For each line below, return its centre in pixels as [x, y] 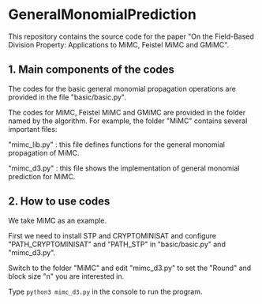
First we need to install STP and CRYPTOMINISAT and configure [112, 235]
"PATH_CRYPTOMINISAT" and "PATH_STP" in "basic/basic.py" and [117, 244]
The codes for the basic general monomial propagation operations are [122, 88]
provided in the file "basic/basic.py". [67, 97]
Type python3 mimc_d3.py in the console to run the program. [105, 291]
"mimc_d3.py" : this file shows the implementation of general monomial [124, 168]
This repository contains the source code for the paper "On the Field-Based [131, 36]
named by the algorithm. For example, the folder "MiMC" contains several [128, 121]
